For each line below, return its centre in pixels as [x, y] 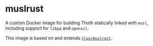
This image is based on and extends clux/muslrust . [59, 38]
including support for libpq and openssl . [47, 28]
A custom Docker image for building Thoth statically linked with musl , [77, 23]
